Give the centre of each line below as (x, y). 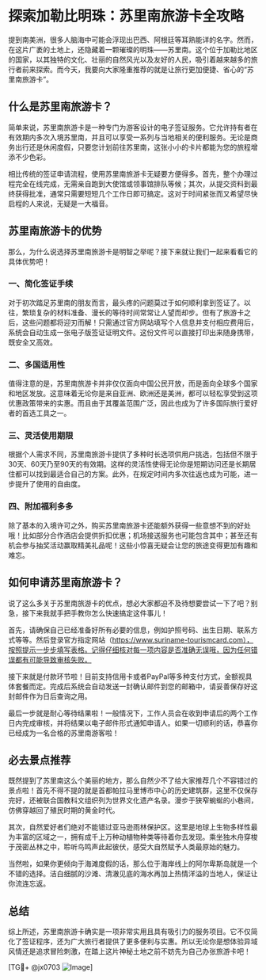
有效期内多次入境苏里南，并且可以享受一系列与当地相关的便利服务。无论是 (129, 137)
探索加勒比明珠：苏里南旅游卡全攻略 (126, 16)
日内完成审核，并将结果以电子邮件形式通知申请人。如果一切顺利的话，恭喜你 (133, 723)
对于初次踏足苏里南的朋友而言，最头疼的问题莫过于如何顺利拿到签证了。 (126, 303)
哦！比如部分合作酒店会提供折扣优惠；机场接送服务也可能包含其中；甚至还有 (133, 535)
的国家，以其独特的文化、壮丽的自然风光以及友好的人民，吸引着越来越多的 (129, 59)
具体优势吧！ (29, 261)
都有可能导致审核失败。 (53, 659)
